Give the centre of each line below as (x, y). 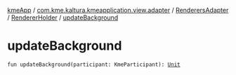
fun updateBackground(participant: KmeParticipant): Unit (94, 64)
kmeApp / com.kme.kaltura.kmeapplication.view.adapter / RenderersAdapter (118, 10)
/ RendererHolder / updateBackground (63, 18)
